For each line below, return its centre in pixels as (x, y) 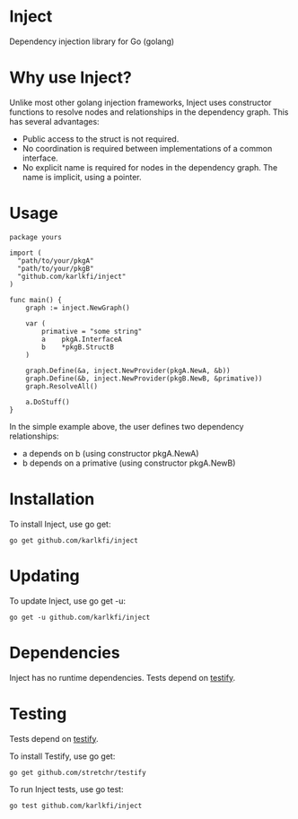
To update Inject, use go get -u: (67, 601)
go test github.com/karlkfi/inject (76, 806)
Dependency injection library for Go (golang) (92, 41)
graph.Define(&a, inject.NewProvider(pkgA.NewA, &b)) (128, 370)
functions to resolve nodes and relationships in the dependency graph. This (149, 112)
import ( (26, 253)
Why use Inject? (70, 78)
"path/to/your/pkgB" (56, 268)
